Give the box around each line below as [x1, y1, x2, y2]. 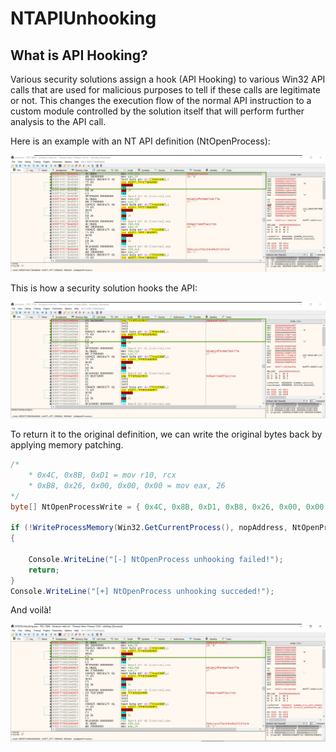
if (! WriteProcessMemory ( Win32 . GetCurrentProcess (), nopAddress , [10, 523, 288, 533]
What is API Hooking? [10, 47, 148, 64]
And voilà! [10, 604, 52, 616]
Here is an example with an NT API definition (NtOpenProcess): [10, 135, 271, 147]
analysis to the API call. [10, 116, 107, 127]
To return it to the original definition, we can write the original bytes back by [10, 428, 323, 441]
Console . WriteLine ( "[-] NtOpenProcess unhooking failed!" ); [28, 554, 284, 564]
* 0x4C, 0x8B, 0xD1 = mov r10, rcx [28, 470, 177, 480]
